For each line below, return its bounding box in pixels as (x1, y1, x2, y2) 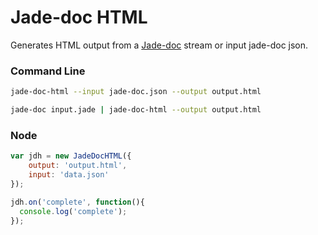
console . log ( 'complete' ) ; (19, 206, 128, 216)
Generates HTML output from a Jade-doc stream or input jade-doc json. (10, 39, 309, 51)
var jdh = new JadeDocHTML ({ (10, 151, 132, 161)
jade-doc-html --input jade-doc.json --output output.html (10, 87, 262, 97)
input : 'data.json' (28, 170, 110, 180)
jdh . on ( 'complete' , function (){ (10, 197, 145, 207)
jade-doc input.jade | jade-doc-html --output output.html (10, 105, 262, 115)
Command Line (10, 64, 86, 78)
